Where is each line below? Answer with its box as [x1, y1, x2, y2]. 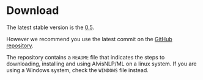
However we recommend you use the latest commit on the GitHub [6, 35, 172, 42]
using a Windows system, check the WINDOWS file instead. [6, 66, 149, 73]
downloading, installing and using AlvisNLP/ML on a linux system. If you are [6, 60, 197, 67]
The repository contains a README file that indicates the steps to [6, 53, 165, 61]
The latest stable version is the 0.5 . [6, 24, 95, 31]
